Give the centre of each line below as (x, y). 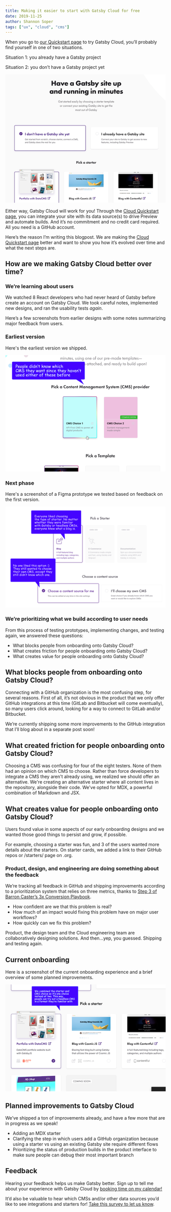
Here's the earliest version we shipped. (46, 348)
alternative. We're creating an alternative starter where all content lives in (82, 782)
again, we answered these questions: (44, 636)
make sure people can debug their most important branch (73, 1155)
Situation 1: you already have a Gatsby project (53, 57)
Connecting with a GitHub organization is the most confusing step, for (78, 692)
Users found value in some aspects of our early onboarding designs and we (85, 829)
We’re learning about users (39, 286)
